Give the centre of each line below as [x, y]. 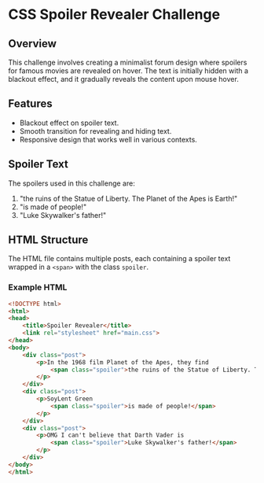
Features [30, 104]
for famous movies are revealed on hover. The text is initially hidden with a [128, 71]
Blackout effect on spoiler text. [69, 123]
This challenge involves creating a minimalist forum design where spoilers [128, 62]
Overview [33, 44]
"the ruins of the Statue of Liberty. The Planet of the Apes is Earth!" [128, 198]
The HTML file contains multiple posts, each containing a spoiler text [119, 259]
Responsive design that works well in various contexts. [108, 139]
